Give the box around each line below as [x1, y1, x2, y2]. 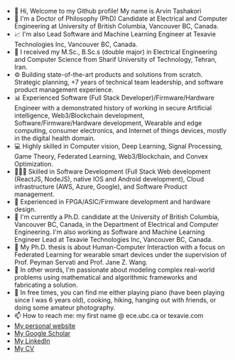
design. [13, 205, 37, 213]
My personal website [13, 322, 76, 330]
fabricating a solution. [13, 281, 78, 289]
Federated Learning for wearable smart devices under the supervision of [13, 250, 227, 259]
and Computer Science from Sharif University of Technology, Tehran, [13, 55, 217, 63]
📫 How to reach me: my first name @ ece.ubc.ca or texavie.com [13, 312, 204, 319]
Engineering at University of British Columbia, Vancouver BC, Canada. [13, 22, 219, 30]
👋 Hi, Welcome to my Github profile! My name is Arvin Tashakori [13, 7, 202, 15]
